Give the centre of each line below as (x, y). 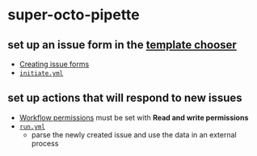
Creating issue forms (54, 64)
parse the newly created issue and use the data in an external (134, 134)
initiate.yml (41, 74)
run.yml (32, 127)
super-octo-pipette (74, 15)
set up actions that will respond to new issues (125, 98)
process (45, 143)
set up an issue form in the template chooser (122, 45)
